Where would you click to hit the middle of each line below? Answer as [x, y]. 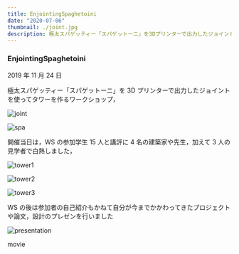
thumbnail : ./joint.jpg [43, 27]
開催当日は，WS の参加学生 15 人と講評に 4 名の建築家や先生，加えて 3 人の [119, 142]
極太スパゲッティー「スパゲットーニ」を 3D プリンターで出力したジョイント [119, 90]
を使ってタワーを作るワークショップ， [63, 99]
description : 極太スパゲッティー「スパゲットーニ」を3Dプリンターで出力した [108, 34]
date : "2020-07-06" [36, 21]
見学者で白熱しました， [42, 151]
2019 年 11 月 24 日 [35, 75]
